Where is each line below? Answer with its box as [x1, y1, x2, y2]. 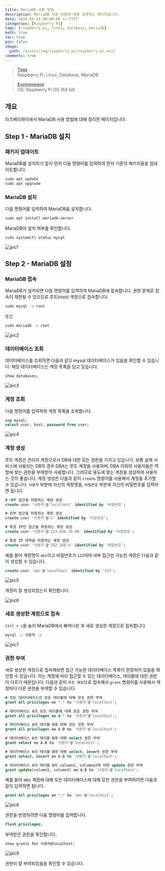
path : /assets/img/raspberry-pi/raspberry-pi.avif [9, 48, 116, 53]
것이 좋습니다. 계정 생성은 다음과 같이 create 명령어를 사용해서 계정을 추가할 [10, 475, 156, 481]
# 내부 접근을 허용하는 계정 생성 [5, 498, 63, 502]
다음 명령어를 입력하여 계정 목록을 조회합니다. [5, 408, 92, 414]
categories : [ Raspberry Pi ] [5, 21, 63, 26]
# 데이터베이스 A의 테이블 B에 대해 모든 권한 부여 [5, 722, 94, 727]
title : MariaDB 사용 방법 [5, 7, 54, 12]
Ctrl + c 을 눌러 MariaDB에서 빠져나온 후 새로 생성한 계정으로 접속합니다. [5, 622, 147, 628]
